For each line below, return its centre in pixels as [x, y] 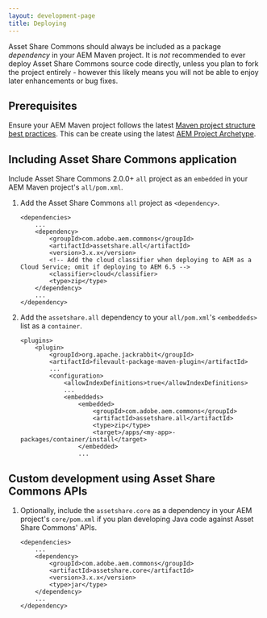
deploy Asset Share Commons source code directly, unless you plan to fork [134, 63]
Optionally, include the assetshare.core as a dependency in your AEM [136, 510]
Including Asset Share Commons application [123, 159]
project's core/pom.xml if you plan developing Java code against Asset [137, 519]
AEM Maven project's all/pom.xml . [66, 187]
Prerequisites [43, 106]
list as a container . [51, 326]
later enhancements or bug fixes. [63, 81]
